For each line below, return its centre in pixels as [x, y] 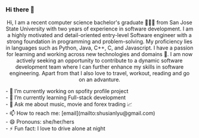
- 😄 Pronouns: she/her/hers [40, 122]
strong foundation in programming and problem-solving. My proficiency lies [99, 42]
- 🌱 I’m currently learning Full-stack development [66, 97]
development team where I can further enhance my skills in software [99, 67]
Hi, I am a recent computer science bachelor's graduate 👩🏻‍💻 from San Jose [99, 23]
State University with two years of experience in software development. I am [99, 29]
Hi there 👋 [20, 10]
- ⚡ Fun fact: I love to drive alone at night [55, 128]
